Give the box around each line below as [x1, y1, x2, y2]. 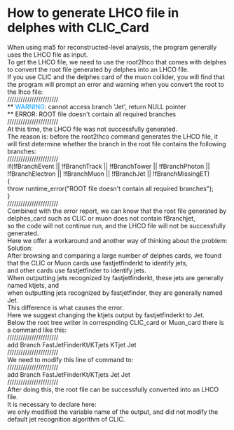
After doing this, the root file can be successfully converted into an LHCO [7, 385, 219, 394]
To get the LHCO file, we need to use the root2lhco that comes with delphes [7, 57, 227, 66]
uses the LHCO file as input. [7, 50, 88, 59]
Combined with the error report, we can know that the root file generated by [7, 207, 227, 215]
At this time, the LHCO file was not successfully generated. [7, 125, 178, 133]
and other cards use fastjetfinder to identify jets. [7, 266, 147, 275]
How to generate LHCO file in [7, 5, 179, 21]
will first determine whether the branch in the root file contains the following [7, 139, 226, 148]
